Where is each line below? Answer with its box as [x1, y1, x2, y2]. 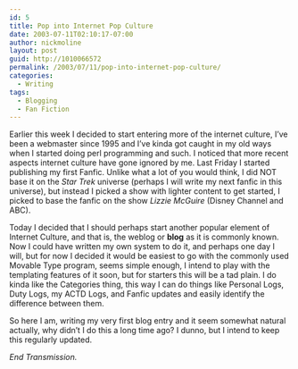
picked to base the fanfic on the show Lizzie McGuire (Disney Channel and [9, 196, 284, 206]
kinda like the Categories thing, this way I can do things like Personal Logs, [9, 279, 284, 290]
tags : [9, 88, 29, 96]
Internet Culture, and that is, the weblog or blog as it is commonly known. [9, 231, 279, 242]
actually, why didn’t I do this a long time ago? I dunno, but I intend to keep [9, 325, 280, 336]
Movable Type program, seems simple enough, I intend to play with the [9, 260, 270, 271]
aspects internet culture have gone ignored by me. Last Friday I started [9, 157, 270, 168]
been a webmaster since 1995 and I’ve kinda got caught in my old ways [9, 138, 272, 149]
